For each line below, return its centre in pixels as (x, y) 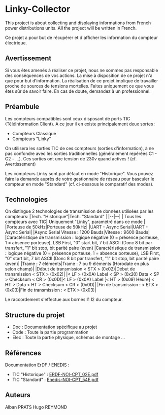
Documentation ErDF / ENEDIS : (37, 365)
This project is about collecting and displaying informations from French (78, 23)
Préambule (22, 107)
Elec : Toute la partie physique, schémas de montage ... (68, 338)
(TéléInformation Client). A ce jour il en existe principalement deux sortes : (81, 124)
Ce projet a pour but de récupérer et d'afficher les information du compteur (82, 38)
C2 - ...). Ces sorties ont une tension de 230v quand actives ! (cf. (71, 158)
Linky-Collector (38, 9)
